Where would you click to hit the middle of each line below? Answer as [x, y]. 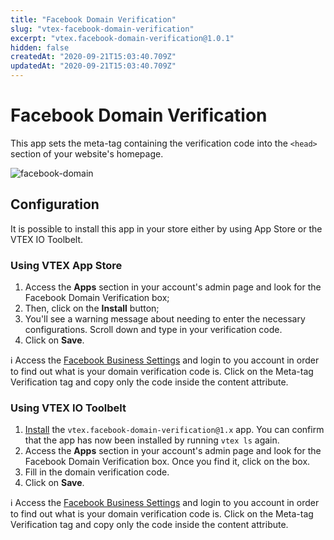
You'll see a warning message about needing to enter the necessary [165, 319]
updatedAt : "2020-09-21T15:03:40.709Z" [93, 66]
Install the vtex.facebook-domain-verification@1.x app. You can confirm [174, 430]
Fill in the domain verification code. [97, 472]
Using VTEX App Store [66, 265]
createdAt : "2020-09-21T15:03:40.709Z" [93, 57]
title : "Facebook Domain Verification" [93, 19]
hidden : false [40, 47]
